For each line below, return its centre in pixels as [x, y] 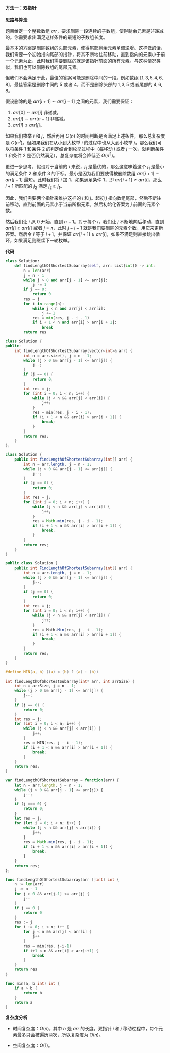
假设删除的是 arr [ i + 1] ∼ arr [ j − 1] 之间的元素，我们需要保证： [70, 101]
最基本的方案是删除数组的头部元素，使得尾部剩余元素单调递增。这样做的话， [85, 48]
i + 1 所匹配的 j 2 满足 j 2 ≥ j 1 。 [35, 187]
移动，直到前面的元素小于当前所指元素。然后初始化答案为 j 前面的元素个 [85, 204]
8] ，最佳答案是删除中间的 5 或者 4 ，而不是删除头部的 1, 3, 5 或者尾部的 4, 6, [84, 85]
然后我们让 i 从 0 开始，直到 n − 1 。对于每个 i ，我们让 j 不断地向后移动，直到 [85, 222]
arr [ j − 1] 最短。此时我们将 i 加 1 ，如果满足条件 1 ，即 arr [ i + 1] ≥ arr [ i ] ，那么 [84, 180]
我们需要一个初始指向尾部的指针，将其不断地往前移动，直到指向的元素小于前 [85, 55]
